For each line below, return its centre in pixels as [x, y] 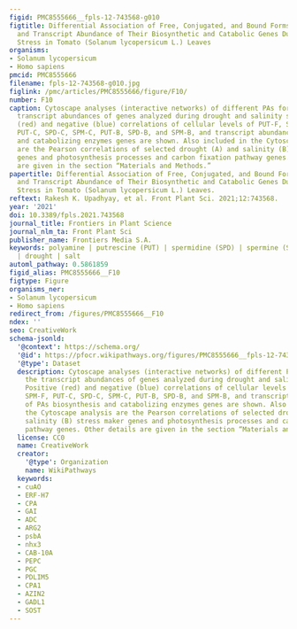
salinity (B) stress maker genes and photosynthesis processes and [152, 421]
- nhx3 [29, 544]
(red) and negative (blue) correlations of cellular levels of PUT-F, [150, 125]
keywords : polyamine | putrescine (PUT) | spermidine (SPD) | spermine [144, 248]
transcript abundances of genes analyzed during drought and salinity [150, 116]
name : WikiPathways [61, 470]
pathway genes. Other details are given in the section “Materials [152, 429]
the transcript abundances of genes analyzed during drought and [148, 380]
